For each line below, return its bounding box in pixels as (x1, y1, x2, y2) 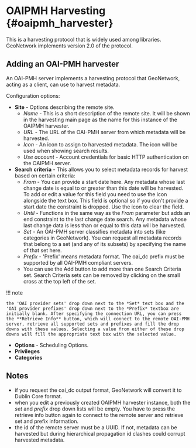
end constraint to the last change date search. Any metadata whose (23, 216, 187, 223)
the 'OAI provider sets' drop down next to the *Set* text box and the (6, 300, 184, 306)
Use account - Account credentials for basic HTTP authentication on (23, 153, 189, 160)
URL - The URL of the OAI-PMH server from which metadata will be (23, 128, 186, 135)
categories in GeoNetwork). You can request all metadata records (23, 234, 182, 241)
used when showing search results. (23, 147, 109, 154)
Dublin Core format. (14, 392, 63, 399)
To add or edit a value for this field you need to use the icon (23, 190, 167, 197)
